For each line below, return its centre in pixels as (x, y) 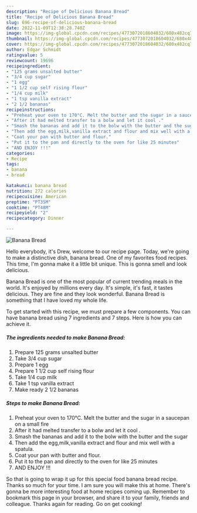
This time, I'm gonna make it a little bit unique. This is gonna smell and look (97, 264)
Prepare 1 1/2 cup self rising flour (55, 371)
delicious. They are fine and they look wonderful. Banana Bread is (86, 294)
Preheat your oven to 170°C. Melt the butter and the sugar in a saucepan (102, 417)
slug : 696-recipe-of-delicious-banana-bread (61, 22)
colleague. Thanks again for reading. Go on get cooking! (74, 504)
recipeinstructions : (31, 110)
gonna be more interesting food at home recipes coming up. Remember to (96, 491)
